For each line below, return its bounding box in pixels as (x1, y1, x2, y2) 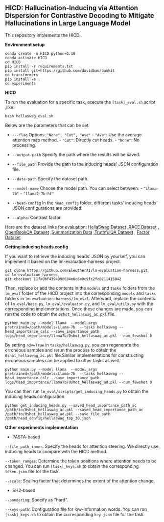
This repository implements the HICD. (5, 32, 81, 38)
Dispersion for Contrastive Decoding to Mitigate (5, 12, 154, 20)
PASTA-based (12, 434, 41, 439)
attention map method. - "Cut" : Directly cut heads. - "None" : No (12, 137, 140, 143)
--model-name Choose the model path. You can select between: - (12, 185, 143, 191)
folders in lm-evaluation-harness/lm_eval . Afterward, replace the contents (5, 295, 155, 301)
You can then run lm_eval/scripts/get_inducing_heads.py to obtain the (5, 388, 148, 394)
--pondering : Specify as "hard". (5, 497, 69, 502)
